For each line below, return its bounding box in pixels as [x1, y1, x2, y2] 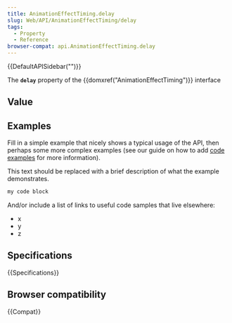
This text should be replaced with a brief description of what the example [7, 167, 219, 176]
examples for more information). [7, 154, 101, 162]
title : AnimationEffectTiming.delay [7, 10, 115, 18]
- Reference [13, 37, 49, 44]
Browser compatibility [7, 289, 107, 301]
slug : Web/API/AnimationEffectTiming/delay [7, 17, 137, 24]
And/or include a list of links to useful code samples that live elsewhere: [7, 201, 216, 209]
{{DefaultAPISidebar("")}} [7, 62, 82, 70]
